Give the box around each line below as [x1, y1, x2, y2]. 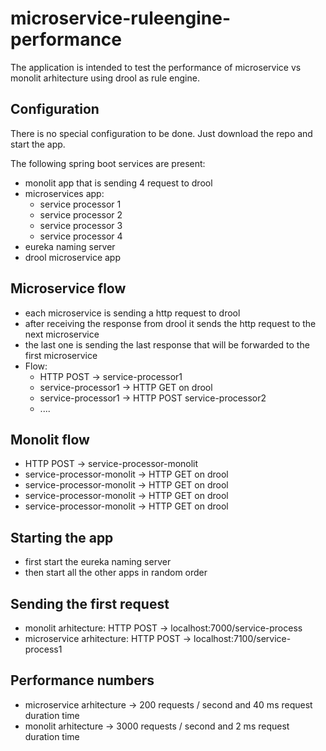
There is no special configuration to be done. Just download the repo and [10, 127, 313, 139]
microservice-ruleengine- [10, 7, 232, 30]
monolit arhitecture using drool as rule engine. [10, 72, 200, 84]
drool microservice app [24, 251, 122, 263]
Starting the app [10, 529, 114, 546]
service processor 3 [39, 219, 123, 231]
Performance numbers [10, 672, 155, 689]
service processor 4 [39, 230, 123, 242]
